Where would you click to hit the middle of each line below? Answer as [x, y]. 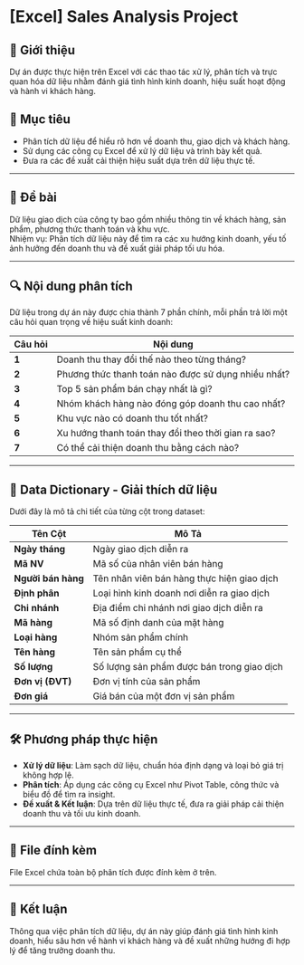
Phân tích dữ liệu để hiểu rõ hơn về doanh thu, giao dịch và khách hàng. [156, 141]
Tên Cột [49, 534]
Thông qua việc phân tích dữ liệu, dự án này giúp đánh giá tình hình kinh [144, 931]
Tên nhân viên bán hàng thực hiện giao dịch [185, 578]
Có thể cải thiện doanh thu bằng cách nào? [148, 448]
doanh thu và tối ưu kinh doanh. [82, 814]
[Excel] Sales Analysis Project [124, 17]
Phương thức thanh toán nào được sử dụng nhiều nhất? [173, 375]
